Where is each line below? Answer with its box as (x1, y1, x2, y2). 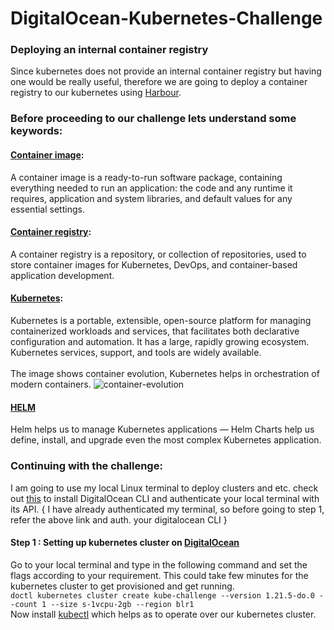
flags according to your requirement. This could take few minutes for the (10, 569, 309, 581)
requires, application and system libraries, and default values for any (10, 192, 293, 204)
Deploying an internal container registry (10, 43, 209, 57)
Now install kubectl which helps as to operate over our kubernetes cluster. (10, 608, 317, 620)
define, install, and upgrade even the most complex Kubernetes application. (10, 434, 322, 446)
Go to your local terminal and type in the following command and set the (10, 558, 308, 571)
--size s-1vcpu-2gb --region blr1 (50, 599, 195, 609)
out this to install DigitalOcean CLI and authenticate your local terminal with (10, 492, 320, 504)
